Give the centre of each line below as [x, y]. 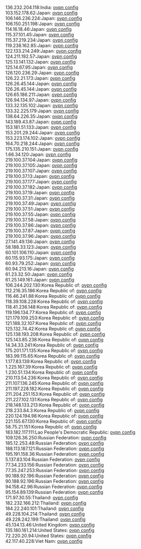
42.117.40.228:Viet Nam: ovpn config [44, 541]
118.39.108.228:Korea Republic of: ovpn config [54, 301]
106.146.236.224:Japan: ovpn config [44, 18]
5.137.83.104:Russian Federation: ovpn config [53, 459]
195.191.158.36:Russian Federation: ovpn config [55, 454]
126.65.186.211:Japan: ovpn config [41, 95]
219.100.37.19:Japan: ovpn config [40, 192]
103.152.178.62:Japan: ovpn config [42, 13]
